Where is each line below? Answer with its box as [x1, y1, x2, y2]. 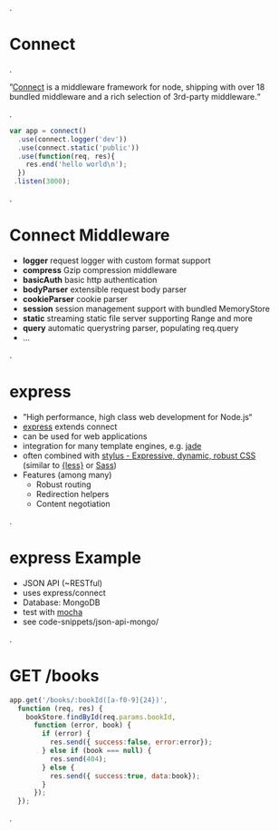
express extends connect [22, 421, 118, 432]
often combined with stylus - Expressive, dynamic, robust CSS [22, 450, 256, 461]
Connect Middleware [9, 225, 170, 246]
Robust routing [35, 479, 92, 490]
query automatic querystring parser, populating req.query [22, 323, 239, 333]
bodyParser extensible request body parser [22, 284, 188, 295]
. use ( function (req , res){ [17, 152, 116, 161]
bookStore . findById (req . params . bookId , [25, 712, 177, 721]
